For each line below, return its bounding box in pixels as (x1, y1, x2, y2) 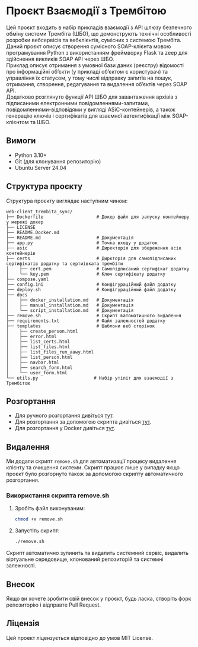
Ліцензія (6, 618, 40, 629)
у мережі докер (6, 219, 44, 225)
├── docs (6, 292, 28, 298)
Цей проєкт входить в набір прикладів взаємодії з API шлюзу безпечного (6, 24, 192, 31)
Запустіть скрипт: (14, 527, 60, 534)
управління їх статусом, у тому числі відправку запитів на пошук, (6, 74, 173, 81)
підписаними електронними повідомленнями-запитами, (6, 99, 149, 106)
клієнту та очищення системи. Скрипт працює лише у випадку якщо (6, 464, 180, 471)
